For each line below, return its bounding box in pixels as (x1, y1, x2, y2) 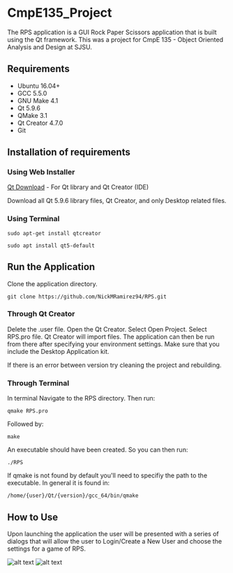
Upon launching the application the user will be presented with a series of (7, 529, 219, 538)
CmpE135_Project (7, 5, 112, 21)
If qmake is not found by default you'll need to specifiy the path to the (7, 471, 208, 479)
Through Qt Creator (7, 309, 75, 319)
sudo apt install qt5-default (7, 242, 96, 249)
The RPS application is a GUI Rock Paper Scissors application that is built (7, 28, 218, 36)
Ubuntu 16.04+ (17, 82, 61, 90)
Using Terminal (7, 214, 60, 224)
